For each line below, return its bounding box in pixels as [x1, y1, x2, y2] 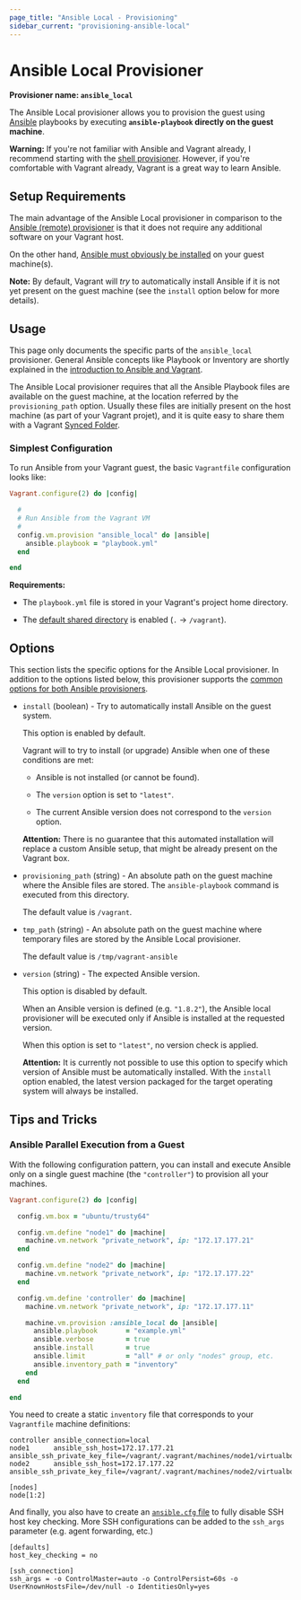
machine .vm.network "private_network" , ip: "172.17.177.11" [25, 1302, 254, 1311]
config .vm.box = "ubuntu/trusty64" [17, 1211, 150, 1221]
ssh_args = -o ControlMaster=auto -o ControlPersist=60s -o [9, 1575, 239, 1584]
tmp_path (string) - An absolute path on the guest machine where [21, 924, 262, 935]
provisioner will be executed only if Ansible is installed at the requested [21, 1013, 285, 1024]
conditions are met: [21, 755, 94, 766]
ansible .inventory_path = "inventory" [32, 1359, 178, 1369]
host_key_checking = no [9, 1551, 99, 1560]
